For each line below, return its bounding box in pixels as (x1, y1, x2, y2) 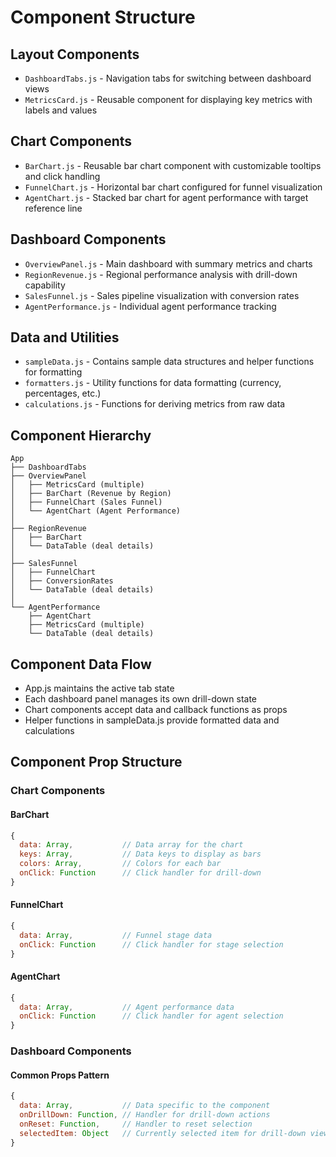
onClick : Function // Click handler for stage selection (19, 939, 284, 950)
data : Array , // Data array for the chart (19, 840, 244, 850)
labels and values (24, 104, 98, 116)
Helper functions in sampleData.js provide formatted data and (24, 714, 280, 726)
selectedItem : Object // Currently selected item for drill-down (19, 1128, 307, 1138)
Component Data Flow (10, 656, 152, 673)
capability (24, 279, 66, 291)
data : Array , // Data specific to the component (19, 1101, 271, 1111)
